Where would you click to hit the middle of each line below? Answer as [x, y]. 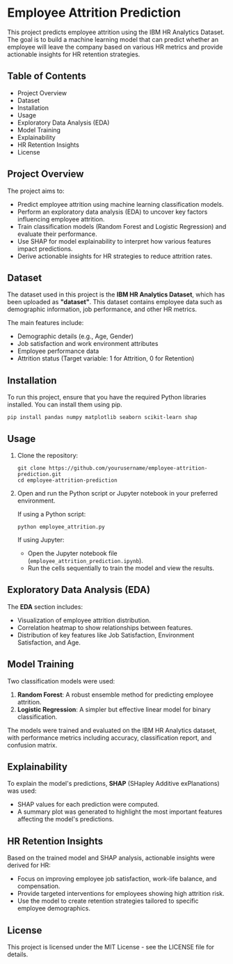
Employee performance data [58, 351]
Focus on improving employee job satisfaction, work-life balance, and [117, 879]
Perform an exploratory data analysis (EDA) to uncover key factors [112, 212]
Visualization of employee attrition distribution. [84, 620]
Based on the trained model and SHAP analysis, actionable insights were [111, 858]
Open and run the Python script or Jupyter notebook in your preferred [117, 493]
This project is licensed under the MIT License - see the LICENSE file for [111, 947]
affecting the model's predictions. [66, 819]
